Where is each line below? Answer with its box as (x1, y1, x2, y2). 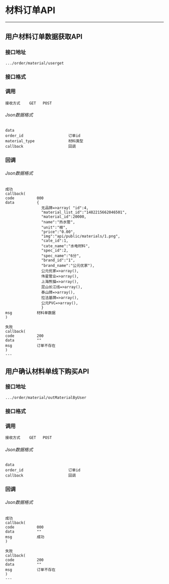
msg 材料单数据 (5, 311, 56, 316)
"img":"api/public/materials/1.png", (41, 234, 121, 239)
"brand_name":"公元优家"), (41, 263, 95, 268)
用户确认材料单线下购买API (5, 367, 90, 376)
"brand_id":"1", (41, 258, 75, 263)
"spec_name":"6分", (41, 253, 81, 259)
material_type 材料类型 (5, 139, 84, 144)
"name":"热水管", (41, 220, 75, 225)
